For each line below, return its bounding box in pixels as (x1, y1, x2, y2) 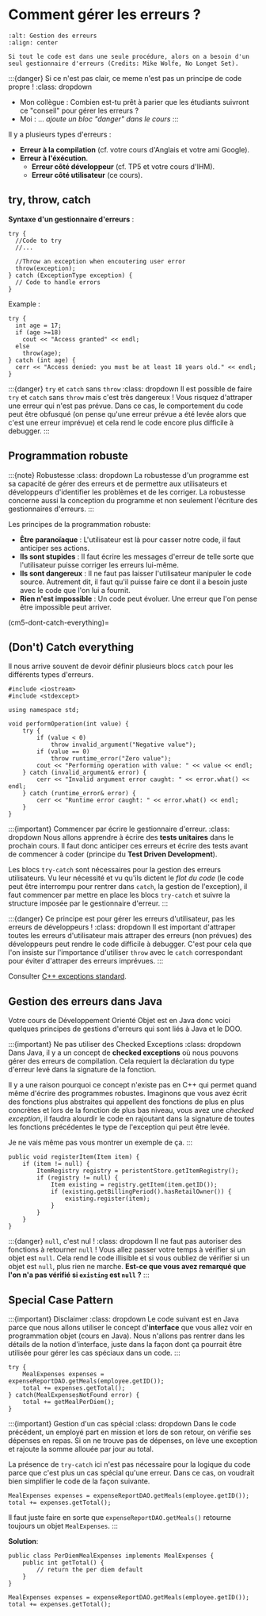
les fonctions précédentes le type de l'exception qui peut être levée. (8, 1122, 230, 1132)
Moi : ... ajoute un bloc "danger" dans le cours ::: (19, 114, 179, 124)
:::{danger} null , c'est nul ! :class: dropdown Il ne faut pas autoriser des (8, 1237, 242, 1246)
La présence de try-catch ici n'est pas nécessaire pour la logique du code (8, 1460, 251, 1469)
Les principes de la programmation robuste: (8, 519, 151, 529)
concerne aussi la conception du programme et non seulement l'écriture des (8, 495, 258, 505)
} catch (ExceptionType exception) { (8, 271, 133, 279)
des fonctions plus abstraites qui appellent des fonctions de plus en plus (8, 1097, 245, 1106)
